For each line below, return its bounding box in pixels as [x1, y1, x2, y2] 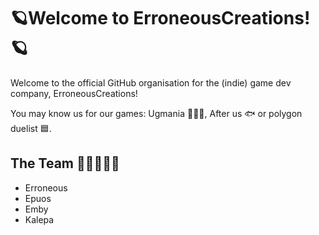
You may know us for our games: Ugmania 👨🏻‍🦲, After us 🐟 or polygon [10, 107, 303, 119]
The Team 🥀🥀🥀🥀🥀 [10, 155, 120, 172]
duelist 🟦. [10, 122, 52, 134]
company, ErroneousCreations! [10, 87, 138, 99]
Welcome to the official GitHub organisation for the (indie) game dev [10, 76, 292, 89]
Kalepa [24, 213, 55, 225]
